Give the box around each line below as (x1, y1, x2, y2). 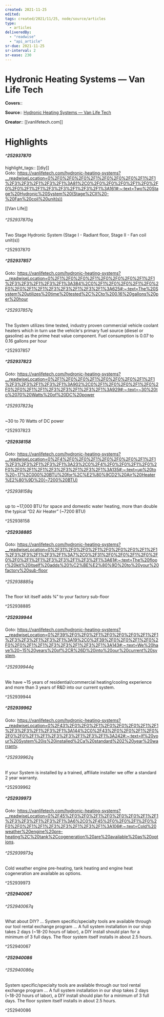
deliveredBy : (5, 30, 32, 35)
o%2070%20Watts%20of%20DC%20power (5, 391, 95, 397)
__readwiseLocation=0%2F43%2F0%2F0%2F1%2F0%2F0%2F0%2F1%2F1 (5, 722, 159, 728)
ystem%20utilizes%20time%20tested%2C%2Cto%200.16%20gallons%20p (5, 291, 159, 297)
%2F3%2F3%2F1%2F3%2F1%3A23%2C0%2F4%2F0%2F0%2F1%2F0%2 (5, 461, 157, 467)
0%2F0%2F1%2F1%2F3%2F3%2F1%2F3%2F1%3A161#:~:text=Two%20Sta (5, 186, 159, 192)
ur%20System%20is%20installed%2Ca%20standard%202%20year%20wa (5, 738, 159, 744)
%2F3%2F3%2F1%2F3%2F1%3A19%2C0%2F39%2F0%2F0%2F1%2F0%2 (5, 637, 159, 643)
